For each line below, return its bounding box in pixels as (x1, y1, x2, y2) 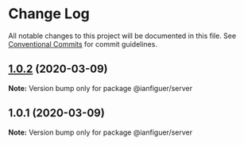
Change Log (8, 5, 90, 23)
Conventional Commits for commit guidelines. (8, 39, 157, 48)
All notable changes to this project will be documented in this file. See (8, 31, 237, 40)
